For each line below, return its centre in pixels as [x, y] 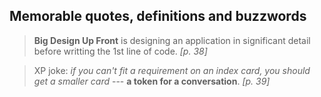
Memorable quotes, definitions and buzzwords [158, 16]
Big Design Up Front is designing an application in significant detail [172, 40]
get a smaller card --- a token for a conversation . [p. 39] [152, 81]
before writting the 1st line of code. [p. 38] [120, 51]
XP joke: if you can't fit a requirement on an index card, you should [172, 70]
